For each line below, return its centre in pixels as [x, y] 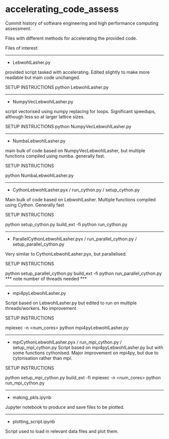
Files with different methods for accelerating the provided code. [71, 38]
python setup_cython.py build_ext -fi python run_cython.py [66, 224]
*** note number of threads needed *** [46, 279]
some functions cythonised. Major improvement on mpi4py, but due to [85, 353]
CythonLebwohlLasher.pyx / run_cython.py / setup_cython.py [76, 190]
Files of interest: [22, 48]
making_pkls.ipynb [32, 397]
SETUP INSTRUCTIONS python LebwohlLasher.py [57, 87]
